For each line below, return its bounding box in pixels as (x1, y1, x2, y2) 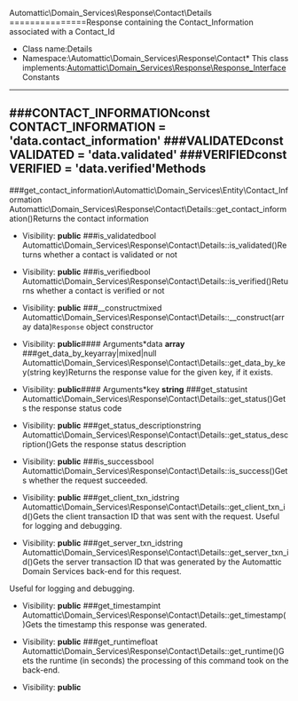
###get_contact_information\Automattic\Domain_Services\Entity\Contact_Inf (9, 185, 288, 195)
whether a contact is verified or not (35, 285, 165, 295)
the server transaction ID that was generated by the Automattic (51, 556, 282, 567)
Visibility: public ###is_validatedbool (21, 230, 157, 240)
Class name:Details (21, 43, 93, 54)
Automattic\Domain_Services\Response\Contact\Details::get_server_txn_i (21, 547, 289, 557)
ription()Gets (21, 438, 69, 449)
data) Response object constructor (33, 321, 153, 332)
